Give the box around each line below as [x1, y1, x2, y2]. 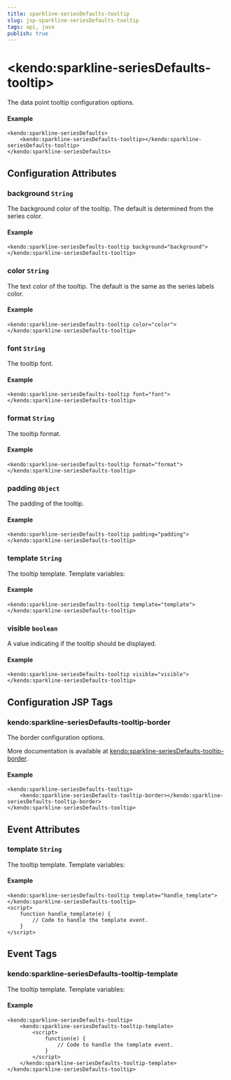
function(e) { [44, 1035, 86, 1042]
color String [7, 266, 49, 276]
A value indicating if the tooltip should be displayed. [7, 640, 157, 648]
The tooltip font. [7, 360, 54, 368]
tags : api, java [7, 23, 55, 30]
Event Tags [7, 948, 57, 960]
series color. [7, 212, 43, 220]
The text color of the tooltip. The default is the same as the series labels [7, 282, 215, 290]
